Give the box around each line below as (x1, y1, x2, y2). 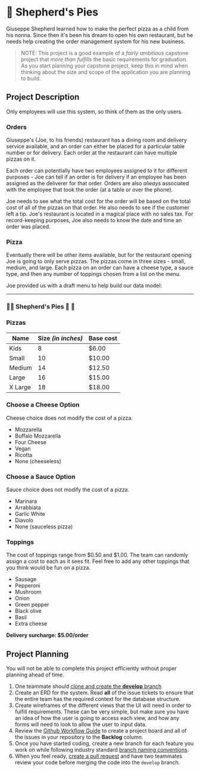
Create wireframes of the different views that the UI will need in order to (14, 702, 192, 709)
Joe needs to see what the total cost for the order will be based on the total (6, 198, 191, 205)
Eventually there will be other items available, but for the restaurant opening (6, 251, 192, 259)
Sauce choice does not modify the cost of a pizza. (6, 486, 130, 493)
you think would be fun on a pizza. (6, 564, 91, 571)
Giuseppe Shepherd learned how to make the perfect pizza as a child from (6, 25, 189, 32)
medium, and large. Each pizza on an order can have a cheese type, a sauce (6, 264, 193, 271)
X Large (9, 383, 32, 391)
